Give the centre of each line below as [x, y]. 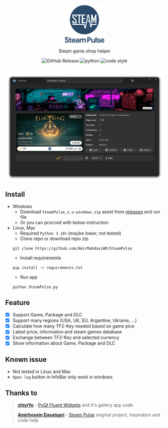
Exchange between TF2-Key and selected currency [66, 338]
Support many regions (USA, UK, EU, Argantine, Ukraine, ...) [75, 320]
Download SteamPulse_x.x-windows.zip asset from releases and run [90, 212]
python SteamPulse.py [35, 287]
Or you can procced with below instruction [64, 223]
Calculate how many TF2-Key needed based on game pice [73, 326]
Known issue [26, 360]
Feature [18, 302]
